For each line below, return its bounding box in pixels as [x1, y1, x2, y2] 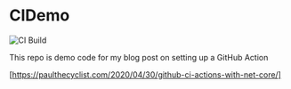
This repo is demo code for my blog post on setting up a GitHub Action [9, 52, 269, 62]
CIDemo [9, 5, 70, 26]
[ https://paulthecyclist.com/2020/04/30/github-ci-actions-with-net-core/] [9, 69, 282, 80]
